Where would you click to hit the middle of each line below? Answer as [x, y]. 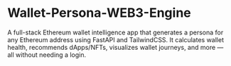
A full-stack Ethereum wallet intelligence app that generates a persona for [116, 32]
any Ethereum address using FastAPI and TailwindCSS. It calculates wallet [116, 39]
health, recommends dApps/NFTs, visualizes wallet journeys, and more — [116, 47]
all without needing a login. [47, 55]
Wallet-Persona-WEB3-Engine [99, 13]
